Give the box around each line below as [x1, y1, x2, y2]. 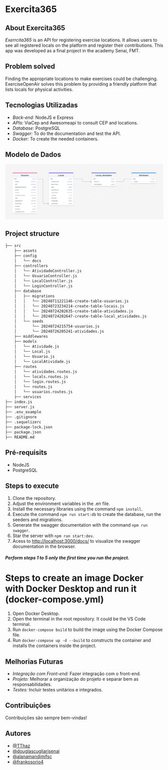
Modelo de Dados [5, 150, 61, 159]
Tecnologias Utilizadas [5, 101, 78, 109]
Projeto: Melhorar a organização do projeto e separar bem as [12, 676, 139, 682]
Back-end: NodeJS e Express [12, 114, 74, 120]
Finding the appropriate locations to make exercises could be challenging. [5, 76, 158, 82]
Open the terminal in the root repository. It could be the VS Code [12, 616, 146, 622]
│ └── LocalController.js [14, 278, 73, 283]
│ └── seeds [14, 318, 44, 324]
